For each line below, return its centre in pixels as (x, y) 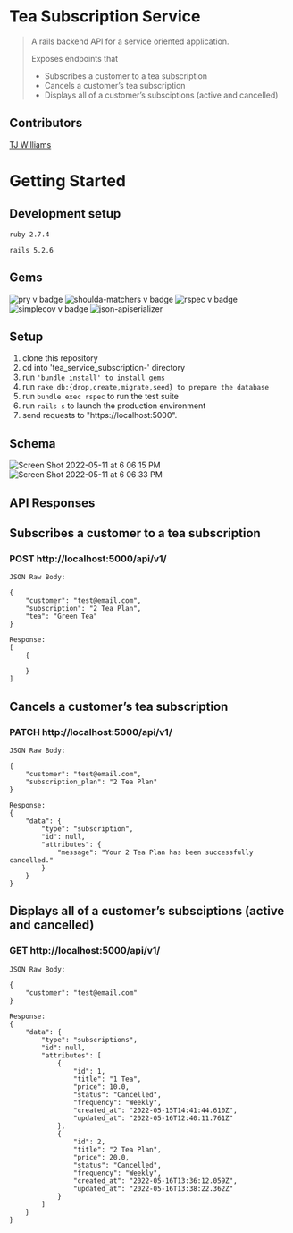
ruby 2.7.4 (29, 235)
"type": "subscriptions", (90, 1040)
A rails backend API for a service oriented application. (130, 41)
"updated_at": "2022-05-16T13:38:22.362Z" (153, 1188)
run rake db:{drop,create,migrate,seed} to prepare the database (146, 387)
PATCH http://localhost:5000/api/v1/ (91, 732)
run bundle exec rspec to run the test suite (100, 397)
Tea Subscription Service (105, 17)
